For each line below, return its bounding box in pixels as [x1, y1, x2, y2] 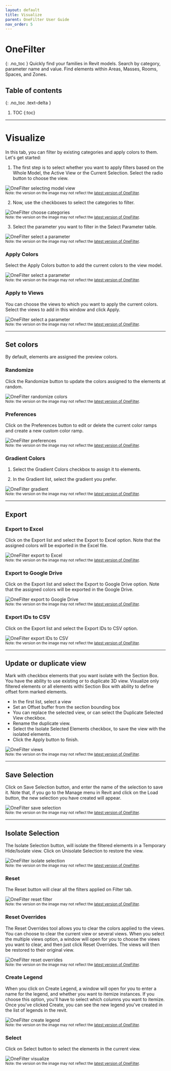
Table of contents [5, 86, 62, 95]
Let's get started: [5, 154, 42, 161]
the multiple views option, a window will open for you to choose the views [5, 936, 160, 942]
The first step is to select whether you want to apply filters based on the [12, 164, 164, 170]
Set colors [5, 340, 39, 349]
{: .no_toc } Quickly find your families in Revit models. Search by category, [5, 61, 161, 67]
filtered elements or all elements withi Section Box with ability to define [5, 683, 154, 690]
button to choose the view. [12, 175, 69, 181]
